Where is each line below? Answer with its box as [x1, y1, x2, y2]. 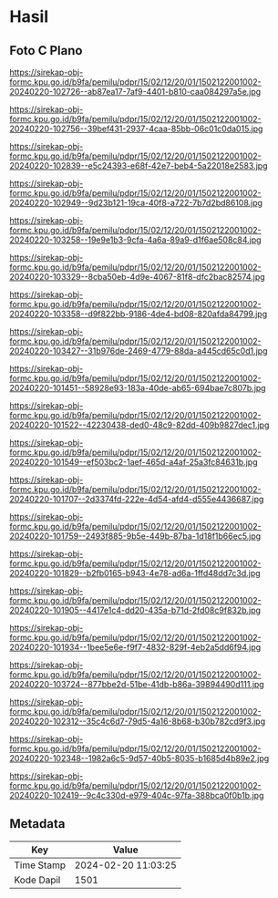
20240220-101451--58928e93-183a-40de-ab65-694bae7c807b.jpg [9, 383, 266, 393]
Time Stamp [14, 859, 67, 872]
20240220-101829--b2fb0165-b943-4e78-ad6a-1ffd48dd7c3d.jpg [9, 568, 262, 578]
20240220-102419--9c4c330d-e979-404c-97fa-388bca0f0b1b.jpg [9, 790, 264, 800]
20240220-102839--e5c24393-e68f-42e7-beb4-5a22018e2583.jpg [9, 160, 268, 170]
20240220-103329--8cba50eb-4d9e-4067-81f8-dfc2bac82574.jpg [9, 272, 266, 282]
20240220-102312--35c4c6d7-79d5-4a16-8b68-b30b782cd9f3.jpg [9, 716, 266, 727]
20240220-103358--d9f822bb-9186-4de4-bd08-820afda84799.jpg [9, 308, 268, 319]
